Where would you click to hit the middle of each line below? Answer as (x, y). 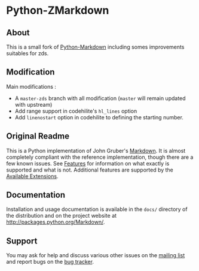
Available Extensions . (32, 176)
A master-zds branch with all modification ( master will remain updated (100, 98)
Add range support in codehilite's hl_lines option (76, 111)
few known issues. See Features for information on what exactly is (88, 163)
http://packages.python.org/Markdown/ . (56, 222)
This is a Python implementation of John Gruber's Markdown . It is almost (96, 150)
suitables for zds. (27, 53)
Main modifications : (31, 86)
